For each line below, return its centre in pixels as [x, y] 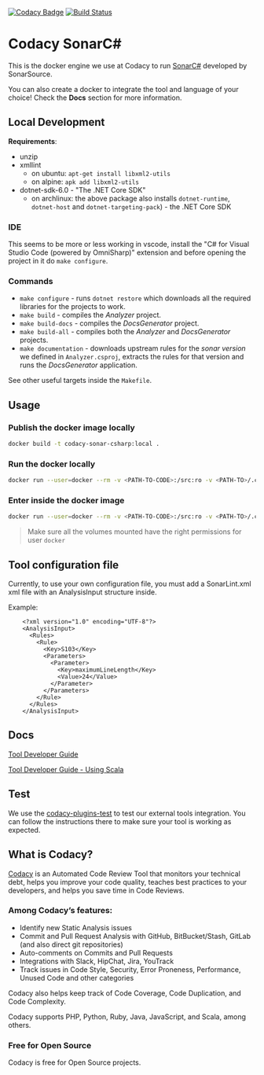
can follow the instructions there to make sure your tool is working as [120, 821]
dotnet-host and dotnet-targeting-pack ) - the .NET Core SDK [131, 206]
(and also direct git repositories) [71, 944]
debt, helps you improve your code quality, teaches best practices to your [128, 882]
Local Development [57, 122]
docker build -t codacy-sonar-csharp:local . [84, 444]
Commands [31, 281]
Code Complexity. [37, 1001]
